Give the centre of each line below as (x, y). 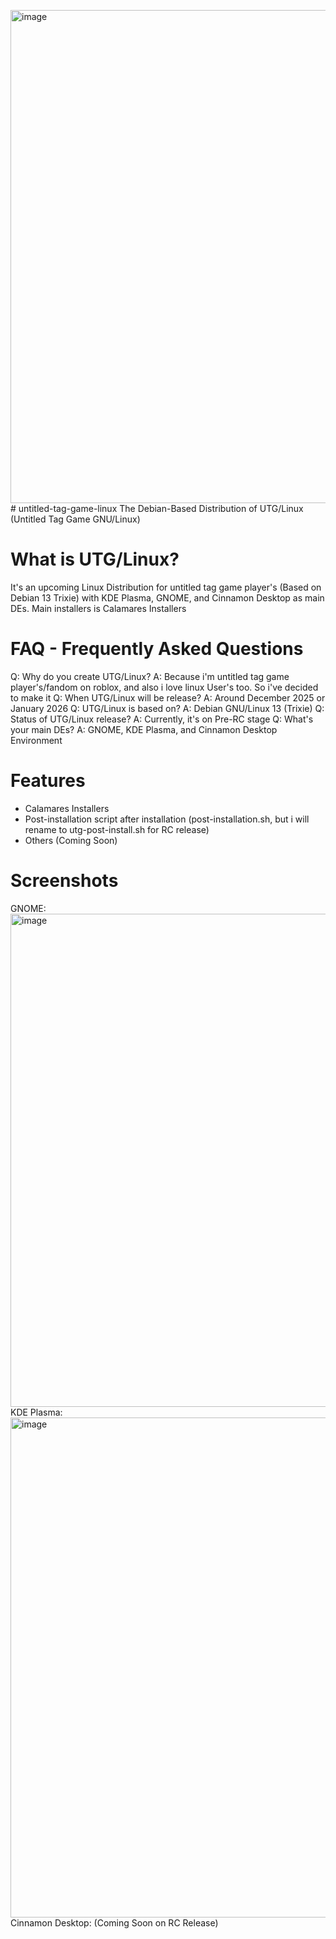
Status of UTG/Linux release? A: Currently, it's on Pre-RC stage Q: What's (162, 719)
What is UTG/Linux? (95, 559)
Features (48, 781)
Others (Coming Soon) (71, 840)
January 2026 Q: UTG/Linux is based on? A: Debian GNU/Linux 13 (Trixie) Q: (167, 708)
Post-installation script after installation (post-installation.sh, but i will (167, 819)
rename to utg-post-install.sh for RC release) (117, 829)
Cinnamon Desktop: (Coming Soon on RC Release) (114, 1922)
